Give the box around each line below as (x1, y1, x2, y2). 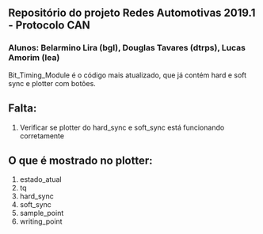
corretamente (19, 130, 65, 141)
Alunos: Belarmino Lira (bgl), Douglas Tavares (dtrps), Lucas (8, 43, 246, 54)
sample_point (19, 209, 64, 218)
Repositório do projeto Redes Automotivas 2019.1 (8, 6, 256, 20)
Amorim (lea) (8, 52, 60, 63)
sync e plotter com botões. (8, 78, 97, 88)
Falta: (8, 102, 37, 115)
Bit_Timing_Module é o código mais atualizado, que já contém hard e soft (8, 70, 247, 80)
